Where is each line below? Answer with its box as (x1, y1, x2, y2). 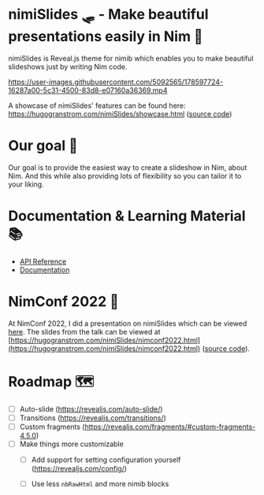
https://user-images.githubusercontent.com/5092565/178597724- (8, 77, 224, 87)
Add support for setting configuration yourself (31, 455, 181, 464)
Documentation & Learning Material (8, 207, 246, 225)
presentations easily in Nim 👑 (8, 28, 203, 46)
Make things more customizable (19, 439, 124, 449)
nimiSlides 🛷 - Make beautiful (8, 6, 209, 24)
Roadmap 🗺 (8, 372, 95, 390)
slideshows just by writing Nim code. (8, 61, 128, 71)
